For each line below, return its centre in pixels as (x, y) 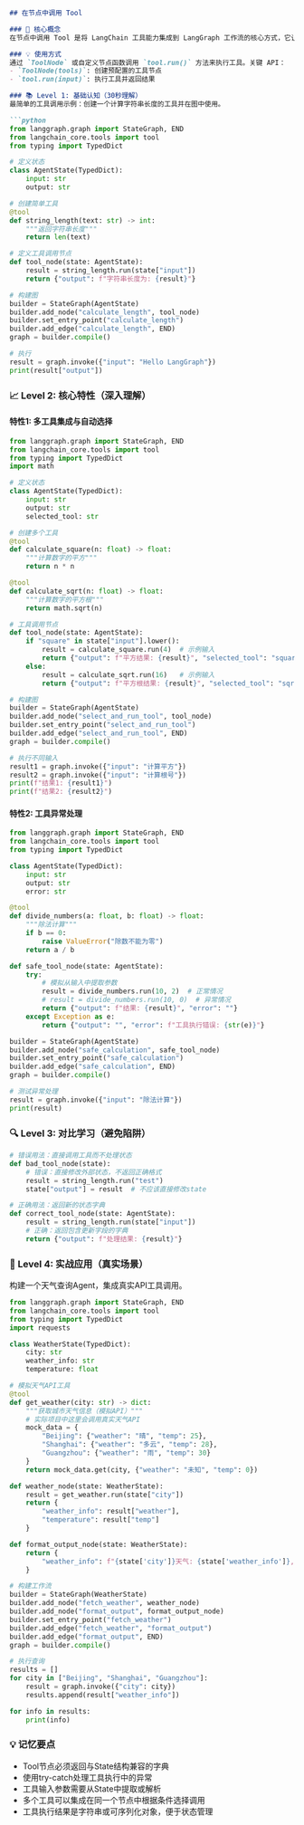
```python (28, 120)
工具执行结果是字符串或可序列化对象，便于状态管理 (118, 1811)
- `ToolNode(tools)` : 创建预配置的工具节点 (86, 71)
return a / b (50, 950)
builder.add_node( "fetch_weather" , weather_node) (105, 1603)
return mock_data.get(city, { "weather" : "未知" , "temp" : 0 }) (142, 1470)
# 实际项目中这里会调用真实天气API (83, 1419)
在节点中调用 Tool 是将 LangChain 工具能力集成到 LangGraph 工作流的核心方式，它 (150, 38)
